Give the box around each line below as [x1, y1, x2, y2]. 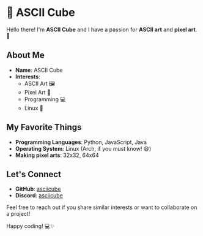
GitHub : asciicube [15, 185, 61, 192]
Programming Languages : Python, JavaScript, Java [15, 138, 147, 146]
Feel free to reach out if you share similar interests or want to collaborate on [6, 204, 197, 211]
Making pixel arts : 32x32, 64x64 [15, 151, 99, 159]
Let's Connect [6, 169, 61, 180]
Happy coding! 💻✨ [6, 223, 55, 230]
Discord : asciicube [15, 192, 63, 199]
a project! [6, 210, 31, 218]
